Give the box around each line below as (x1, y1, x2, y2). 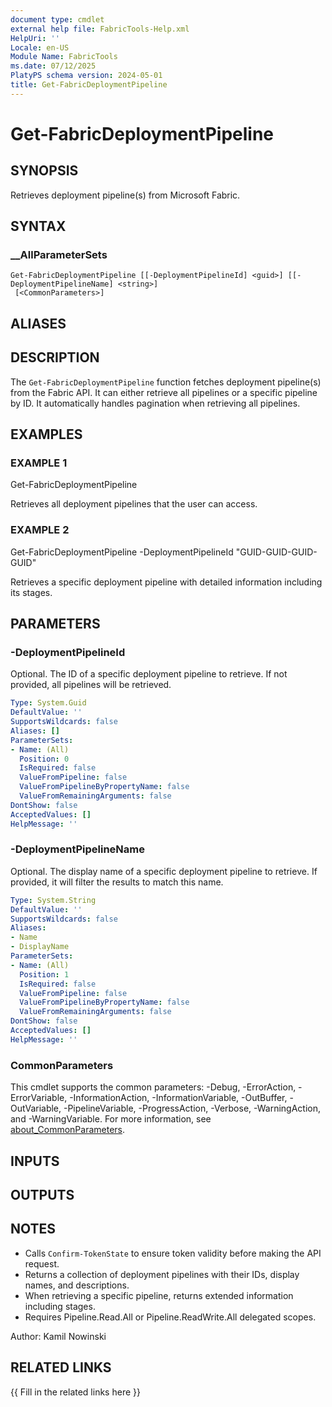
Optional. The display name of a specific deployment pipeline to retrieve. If (10, 865, 318, 877)
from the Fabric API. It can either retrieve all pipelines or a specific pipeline (10, 386, 318, 398)
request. (24, 1257, 60, 1270)
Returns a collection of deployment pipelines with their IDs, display (24, 1268, 300, 1280)
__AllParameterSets (10, 248, 108, 262)
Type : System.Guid (10, 698, 87, 708)
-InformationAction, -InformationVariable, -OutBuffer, (69, 1092, 288, 1104)
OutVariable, (10, 1102, 62, 1115)
